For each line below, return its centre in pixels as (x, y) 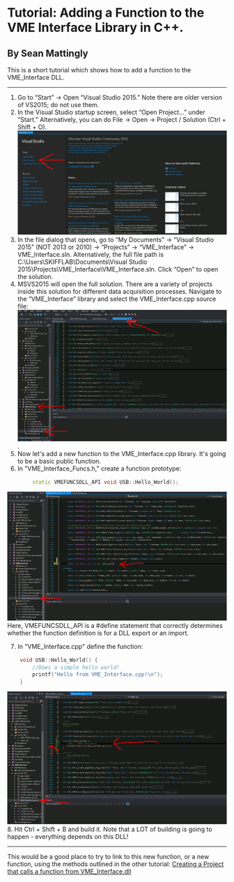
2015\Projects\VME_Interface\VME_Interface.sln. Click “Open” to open (118, 269)
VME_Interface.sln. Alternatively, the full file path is (90, 254)
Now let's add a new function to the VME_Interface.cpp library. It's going (122, 453)
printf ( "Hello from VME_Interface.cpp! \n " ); (98, 675)
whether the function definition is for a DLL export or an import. (98, 633)
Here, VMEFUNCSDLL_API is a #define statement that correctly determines (115, 625)
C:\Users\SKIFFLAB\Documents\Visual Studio (82, 262)
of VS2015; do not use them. (58, 105)
